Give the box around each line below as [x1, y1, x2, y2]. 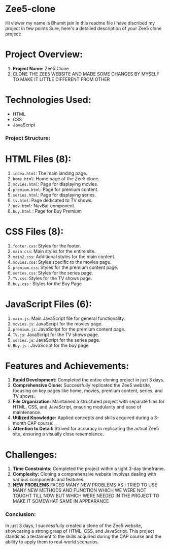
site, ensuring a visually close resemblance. [12, 431, 104, 437]
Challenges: [5, 449, 57, 460]
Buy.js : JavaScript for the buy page [12, 342, 89, 348]
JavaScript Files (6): [5, 298, 92, 310]
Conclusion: [5, 511, 36, 518]
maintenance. [12, 409, 42, 416]
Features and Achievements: [5, 360, 129, 372]
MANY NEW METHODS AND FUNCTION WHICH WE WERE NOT [12, 487, 147, 493]
